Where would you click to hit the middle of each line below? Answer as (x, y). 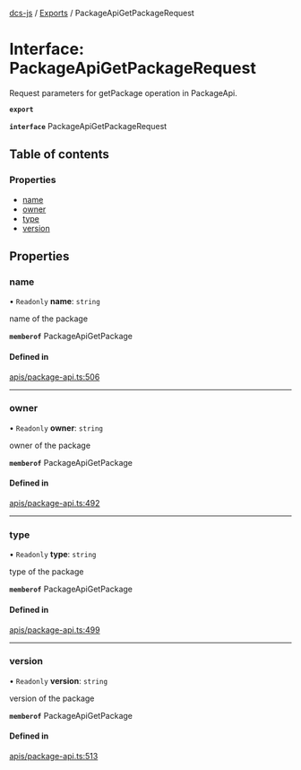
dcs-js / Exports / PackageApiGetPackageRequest (102, 13)
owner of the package (50, 445)
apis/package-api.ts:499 (55, 630)
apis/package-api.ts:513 (54, 757)
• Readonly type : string (53, 555)
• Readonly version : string (59, 680)
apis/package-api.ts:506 (55, 377)
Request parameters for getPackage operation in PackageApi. (123, 92)
